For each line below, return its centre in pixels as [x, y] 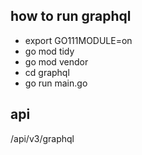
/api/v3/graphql [42, 138]
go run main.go [56, 83]
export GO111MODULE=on [78, 40]
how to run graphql [71, 16]
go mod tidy [49, 51]
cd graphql [47, 72]
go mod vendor [56, 61]
